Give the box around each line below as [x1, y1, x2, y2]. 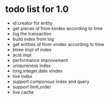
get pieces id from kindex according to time [12, 25, 103, 31]
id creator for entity [12, 20, 53, 26]
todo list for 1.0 [5, 3, 69, 15]
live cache [12, 89, 34, 95]
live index [12, 73, 33, 79]
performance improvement [12, 57, 68, 63]
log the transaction [12, 30, 52, 36]
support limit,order [12, 83, 51, 89]
